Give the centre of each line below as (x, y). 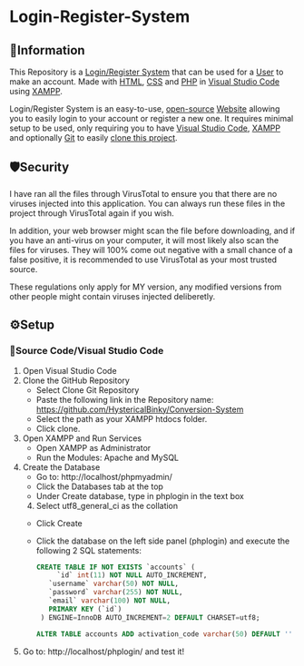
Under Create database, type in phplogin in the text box (140, 495)
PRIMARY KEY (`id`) (85, 609)
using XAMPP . (36, 91)
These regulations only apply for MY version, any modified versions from (146, 287)
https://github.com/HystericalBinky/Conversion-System (140, 409)
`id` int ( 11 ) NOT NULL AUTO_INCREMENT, (132, 575)
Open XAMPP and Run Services (82, 438)
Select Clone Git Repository (88, 390)
